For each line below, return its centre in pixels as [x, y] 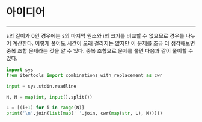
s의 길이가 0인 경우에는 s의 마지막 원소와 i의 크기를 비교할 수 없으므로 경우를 [95, 35]
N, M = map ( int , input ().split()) [50, 97]
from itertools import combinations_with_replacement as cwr [84, 75]
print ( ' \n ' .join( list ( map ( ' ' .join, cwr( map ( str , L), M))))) [84, 114]
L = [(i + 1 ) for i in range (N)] [45, 108]
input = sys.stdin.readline [41, 86]
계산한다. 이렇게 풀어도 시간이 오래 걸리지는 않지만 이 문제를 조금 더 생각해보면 [104, 43]
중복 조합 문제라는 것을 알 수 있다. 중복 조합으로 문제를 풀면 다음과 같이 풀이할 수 [100, 50]
